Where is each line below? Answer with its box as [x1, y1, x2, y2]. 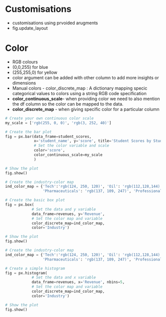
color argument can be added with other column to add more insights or [12, 74, 159, 80]
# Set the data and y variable [31, 207, 96, 211]
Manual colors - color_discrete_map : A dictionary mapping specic [12, 85, 147, 91]
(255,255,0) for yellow [12, 69, 58, 75]
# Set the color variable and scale [34, 143, 110, 148]
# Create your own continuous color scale [5, 115, 94, 121]
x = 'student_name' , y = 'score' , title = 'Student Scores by [34, 139, 152, 144]
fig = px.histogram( [5, 270, 48, 275]
